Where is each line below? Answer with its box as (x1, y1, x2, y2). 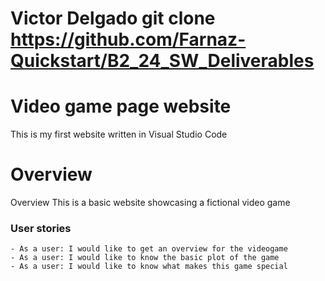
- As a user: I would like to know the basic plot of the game (10, 253, 280, 263)
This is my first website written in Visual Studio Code (10, 128, 228, 141)
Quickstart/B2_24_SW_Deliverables (10, 50, 315, 72)
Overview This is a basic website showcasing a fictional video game (10, 197, 291, 209)
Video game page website (10, 95, 232, 118)
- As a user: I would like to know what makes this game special (10, 262, 288, 272)
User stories (10, 221, 72, 235)
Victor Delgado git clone (10, 7, 216, 30)
